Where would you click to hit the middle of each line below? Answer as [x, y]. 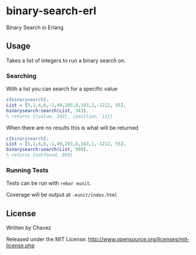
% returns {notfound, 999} [39, 155]
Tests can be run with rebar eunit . [49, 183]
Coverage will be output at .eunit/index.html [62, 195]
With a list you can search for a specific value [62, 89]
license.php [20, 245]
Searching [21, 75]
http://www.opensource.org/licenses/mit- [139, 240]
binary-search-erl [51, 11]
